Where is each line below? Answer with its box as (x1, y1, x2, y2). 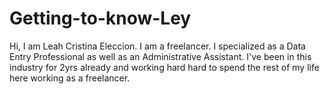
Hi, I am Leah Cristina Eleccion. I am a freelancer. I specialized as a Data (9, 40, 306, 52)
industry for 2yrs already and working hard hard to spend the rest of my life (9, 61, 320, 73)
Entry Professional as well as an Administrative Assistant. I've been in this (9, 50, 312, 62)
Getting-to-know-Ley (9, 7, 192, 30)
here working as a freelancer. (9, 72, 131, 84)
